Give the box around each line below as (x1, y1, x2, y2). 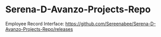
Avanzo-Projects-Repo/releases (5, 26, 73, 32)
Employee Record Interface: (5, 21, 64, 27)
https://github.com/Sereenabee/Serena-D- (65, 21, 156, 27)
